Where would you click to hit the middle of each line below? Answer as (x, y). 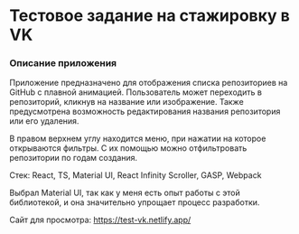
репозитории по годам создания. (74, 158)
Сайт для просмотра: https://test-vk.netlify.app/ (100, 220)
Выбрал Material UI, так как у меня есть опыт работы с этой (125, 193)
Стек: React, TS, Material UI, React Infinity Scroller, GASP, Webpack (135, 175)
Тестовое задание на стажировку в (150, 16)
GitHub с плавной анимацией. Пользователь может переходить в (135, 92)
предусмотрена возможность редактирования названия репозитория (145, 112)
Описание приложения (63, 63)
